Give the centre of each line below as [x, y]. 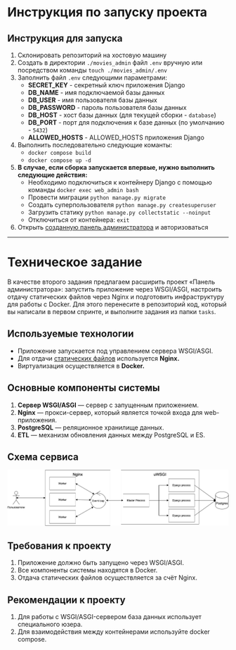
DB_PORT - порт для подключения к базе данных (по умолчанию [126, 123]
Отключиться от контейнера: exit [79, 220]
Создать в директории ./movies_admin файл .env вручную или [110, 63]
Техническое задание [75, 262]
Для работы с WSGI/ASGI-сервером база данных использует [110, 617]
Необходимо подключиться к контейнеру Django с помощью [120, 182]
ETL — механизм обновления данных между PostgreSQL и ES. [111, 435]
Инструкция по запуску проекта [107, 12]
